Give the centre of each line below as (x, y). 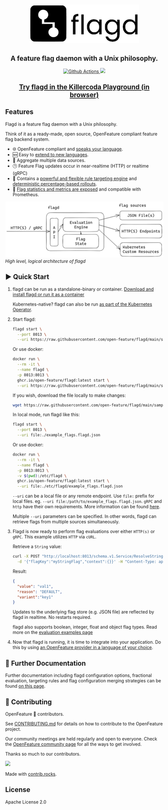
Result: (20, 571)
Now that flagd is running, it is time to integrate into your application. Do (87, 642)
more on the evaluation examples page (53, 633)
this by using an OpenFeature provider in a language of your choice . (83, 648)
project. (13, 729)
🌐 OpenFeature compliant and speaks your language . (68, 149)
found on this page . (25, 686)
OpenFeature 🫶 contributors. (35, 714)
